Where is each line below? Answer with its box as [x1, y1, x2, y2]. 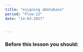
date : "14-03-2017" [5, 16, 45, 21]
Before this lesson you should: [5, 41, 79, 48]
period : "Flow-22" [5, 12, 42, 17]
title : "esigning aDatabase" [5, 7, 64, 12]
